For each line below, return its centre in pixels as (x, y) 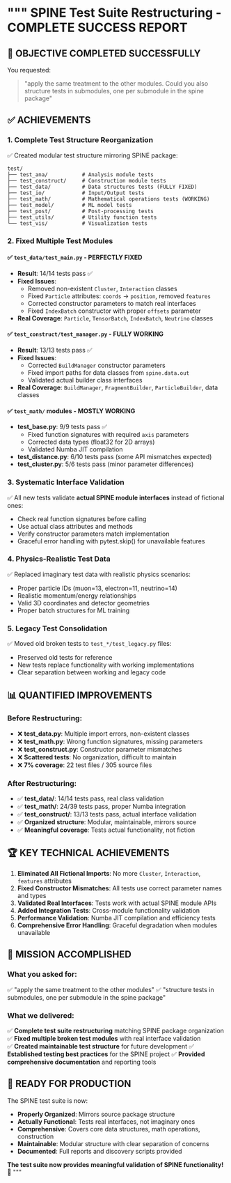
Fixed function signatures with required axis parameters (108, 435)
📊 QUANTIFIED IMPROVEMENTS (80, 695)
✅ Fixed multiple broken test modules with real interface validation (104, 1038)
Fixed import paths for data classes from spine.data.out (109, 373)
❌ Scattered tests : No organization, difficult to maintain (97, 757)
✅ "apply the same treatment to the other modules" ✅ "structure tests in (111, 989)
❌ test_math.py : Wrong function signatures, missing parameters (110, 741)
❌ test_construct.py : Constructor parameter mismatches (99, 749)
